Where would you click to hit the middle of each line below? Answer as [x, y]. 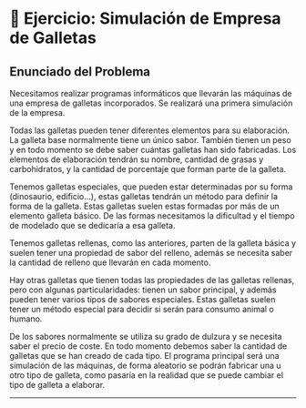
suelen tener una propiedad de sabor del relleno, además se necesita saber [151, 253]
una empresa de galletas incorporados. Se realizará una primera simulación [151, 103]
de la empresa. [37, 112]
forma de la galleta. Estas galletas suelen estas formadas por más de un [144, 206]
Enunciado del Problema [80, 71]
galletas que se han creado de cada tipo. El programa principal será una [144, 356]
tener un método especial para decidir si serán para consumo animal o [142, 309]
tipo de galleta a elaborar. [57, 385]
